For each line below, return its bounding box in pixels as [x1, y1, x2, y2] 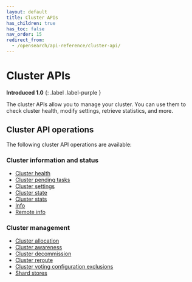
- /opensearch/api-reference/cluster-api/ [12, 43, 121, 49]
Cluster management [6, 223, 70, 232]
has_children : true [6, 20, 56, 26]
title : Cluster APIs [6, 15, 59, 21]
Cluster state [15, 189, 47, 196]
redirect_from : [6, 37, 45, 43]
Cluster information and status [6, 156, 99, 164]
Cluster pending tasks [15, 176, 70, 183]
